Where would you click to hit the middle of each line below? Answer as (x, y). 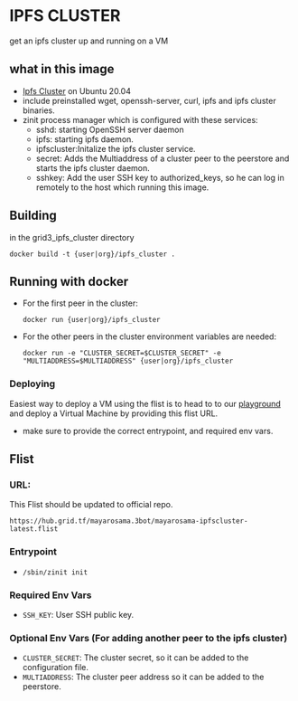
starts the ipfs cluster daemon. (93, 167)
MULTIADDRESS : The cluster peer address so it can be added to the (143, 677)
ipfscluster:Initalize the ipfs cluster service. (116, 148)
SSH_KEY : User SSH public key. (78, 614)
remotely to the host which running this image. (122, 187)
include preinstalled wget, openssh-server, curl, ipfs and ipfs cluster (149, 100)
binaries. (39, 110)
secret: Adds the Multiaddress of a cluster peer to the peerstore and (163, 158)
